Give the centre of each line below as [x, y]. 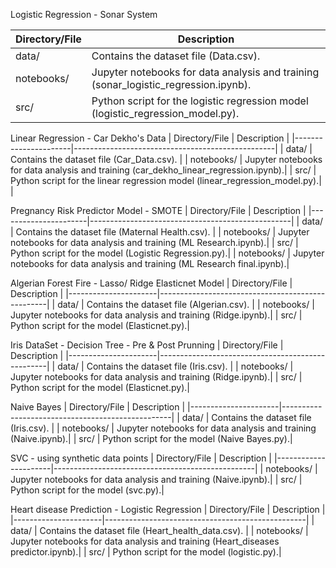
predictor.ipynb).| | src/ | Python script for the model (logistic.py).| [146, 552]
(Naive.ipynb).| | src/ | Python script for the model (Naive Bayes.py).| [151, 438]
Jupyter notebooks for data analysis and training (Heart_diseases [145, 541]
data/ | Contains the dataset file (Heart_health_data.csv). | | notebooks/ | [159, 530]
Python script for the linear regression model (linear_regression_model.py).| [166, 180]
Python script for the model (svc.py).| [87, 490]
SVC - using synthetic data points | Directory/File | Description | [141, 458]
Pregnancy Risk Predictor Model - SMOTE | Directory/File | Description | [158, 210]
